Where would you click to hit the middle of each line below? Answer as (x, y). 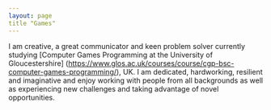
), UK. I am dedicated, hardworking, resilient (189, 71)
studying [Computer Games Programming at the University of (110, 55)
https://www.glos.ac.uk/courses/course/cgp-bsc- (151, 63)
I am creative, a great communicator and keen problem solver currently (127, 46)
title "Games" (32, 23)
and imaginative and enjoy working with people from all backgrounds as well (136, 80)
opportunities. (32, 97)
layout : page (30, 16)
